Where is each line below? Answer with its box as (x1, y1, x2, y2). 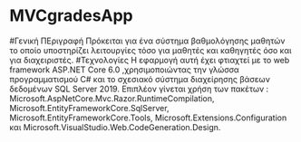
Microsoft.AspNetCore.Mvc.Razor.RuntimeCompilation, (9, 92, 215, 104)
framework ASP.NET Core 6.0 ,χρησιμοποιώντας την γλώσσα (9, 64, 239, 75)
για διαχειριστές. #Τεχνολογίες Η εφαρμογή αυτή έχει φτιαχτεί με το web (9, 54, 290, 65)
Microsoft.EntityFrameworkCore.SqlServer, (9, 102, 170, 113)
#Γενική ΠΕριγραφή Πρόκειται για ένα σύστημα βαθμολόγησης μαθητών (9, 35, 286, 46)
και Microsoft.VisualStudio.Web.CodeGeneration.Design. (9, 121, 221, 132)
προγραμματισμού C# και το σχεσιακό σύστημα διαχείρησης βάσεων (9, 73, 270, 84)
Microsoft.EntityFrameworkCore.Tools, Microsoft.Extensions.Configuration (9, 112, 287, 123)
